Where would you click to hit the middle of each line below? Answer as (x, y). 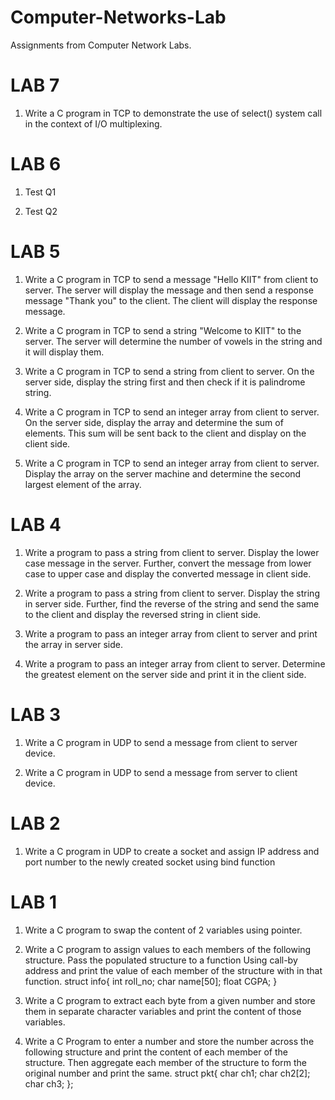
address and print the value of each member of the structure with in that (173, 970)
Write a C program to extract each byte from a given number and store (170, 1000)
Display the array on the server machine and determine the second (163, 473)
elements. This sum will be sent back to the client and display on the (165, 433)
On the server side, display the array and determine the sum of (154, 422)
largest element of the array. (83, 484)
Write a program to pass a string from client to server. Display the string (172, 593)
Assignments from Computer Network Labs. (101, 45)
